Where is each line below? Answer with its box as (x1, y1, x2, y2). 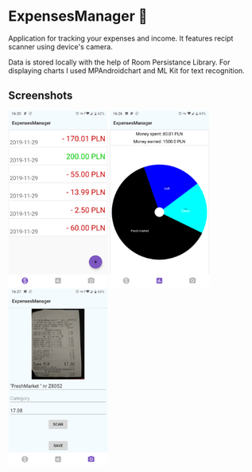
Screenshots (8, 89, 73, 103)
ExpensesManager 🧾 (8, 7, 148, 25)
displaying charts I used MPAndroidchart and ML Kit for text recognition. (8, 65, 245, 75)
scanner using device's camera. (8, 41, 113, 51)
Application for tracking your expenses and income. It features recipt (8, 33, 234, 43)
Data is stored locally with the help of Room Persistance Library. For (8, 57, 231, 67)
